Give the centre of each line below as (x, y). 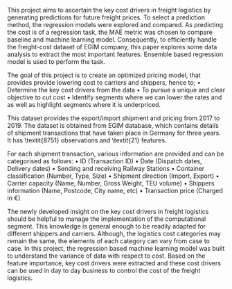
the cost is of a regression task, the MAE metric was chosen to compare (110, 32)
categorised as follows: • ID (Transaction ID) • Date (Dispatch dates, (105, 161)
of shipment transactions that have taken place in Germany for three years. (114, 133)
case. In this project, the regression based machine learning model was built (116, 248)
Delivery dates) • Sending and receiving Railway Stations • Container (106, 168)
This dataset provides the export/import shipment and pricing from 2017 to (114, 118)
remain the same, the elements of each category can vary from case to (108, 241)
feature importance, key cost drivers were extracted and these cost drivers (114, 263)
